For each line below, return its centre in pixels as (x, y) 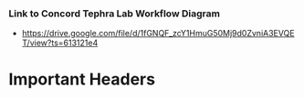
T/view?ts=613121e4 (60, 43)
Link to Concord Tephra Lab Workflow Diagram (115, 14)
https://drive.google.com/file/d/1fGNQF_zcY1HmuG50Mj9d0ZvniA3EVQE (158, 34)
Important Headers (82, 79)
